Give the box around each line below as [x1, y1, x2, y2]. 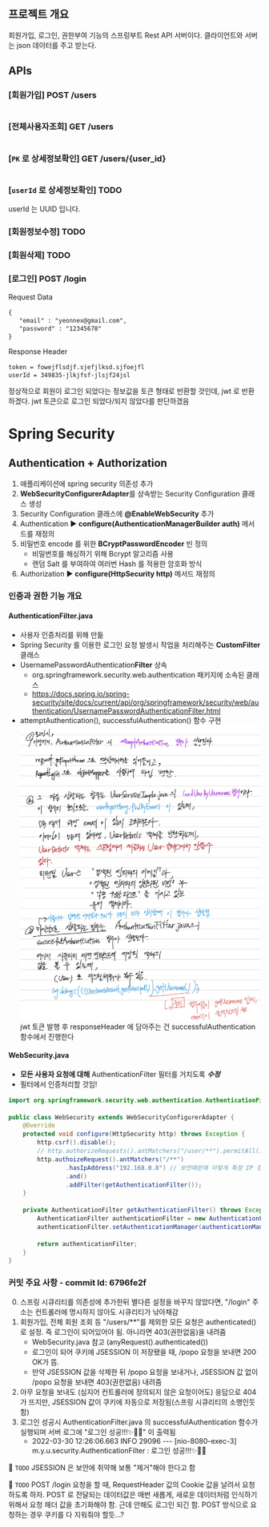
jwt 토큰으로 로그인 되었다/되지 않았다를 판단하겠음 [31, 396, 190, 406]
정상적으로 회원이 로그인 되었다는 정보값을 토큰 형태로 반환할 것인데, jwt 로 [8, 386, 240, 396]
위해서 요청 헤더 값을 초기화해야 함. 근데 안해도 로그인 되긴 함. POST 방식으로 [8, 1500, 249, 1509]
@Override [22, 1122, 56, 1130]
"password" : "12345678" [18, 324, 102, 332]
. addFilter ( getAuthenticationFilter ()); [65, 1180, 203, 1189]
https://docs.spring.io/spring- [31, 689, 130, 698]
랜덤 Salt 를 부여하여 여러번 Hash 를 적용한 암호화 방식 [31, 559, 203, 569]
